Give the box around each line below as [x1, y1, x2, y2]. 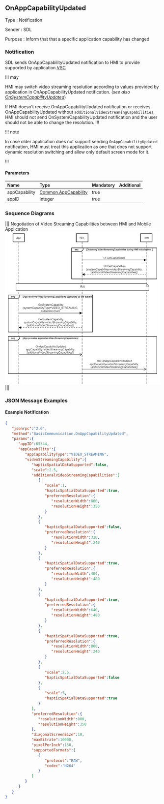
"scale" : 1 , [44, 483, 67, 488]
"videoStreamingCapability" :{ [25, 457, 87, 462]
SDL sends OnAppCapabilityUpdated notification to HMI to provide [5, 60, 140, 65]
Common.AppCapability [39, 189, 88, 195]
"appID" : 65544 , [18, 441, 50, 447]
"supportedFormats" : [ [31, 747, 76, 752]
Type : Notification [5, 17, 43, 23]
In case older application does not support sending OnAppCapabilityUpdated [5, 139, 158, 145]
